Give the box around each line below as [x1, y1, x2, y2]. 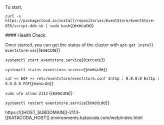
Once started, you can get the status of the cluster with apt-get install [5, 42, 154, 48]
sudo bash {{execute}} [49, 22, 94, 28]
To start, [5, 4, 22, 10]
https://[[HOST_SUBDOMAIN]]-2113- [5, 110, 80, 115]
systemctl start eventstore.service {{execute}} [5, 57, 105, 63]
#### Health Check [5, 32, 46, 38]
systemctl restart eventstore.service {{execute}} [5, 100, 110, 106]
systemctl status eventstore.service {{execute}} [5, 67, 107, 72]
